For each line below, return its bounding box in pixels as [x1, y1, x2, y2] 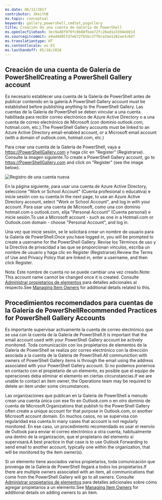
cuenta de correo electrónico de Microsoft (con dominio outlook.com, [5, 119, 144, 125]
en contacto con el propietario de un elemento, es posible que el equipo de [5, 368, 155, 374]
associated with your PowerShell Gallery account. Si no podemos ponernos [5, 363, 155, 369]
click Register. [5, 260, 33, 266]
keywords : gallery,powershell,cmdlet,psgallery [5, 20, 103, 26]
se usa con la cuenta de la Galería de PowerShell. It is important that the [5, 332, 147, 338]
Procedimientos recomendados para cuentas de [5, 298, 153, 307]
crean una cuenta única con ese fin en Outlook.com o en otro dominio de [5, 398, 151, 404]
